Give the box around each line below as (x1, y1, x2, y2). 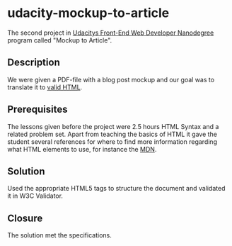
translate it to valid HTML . (7, 83, 83, 91)
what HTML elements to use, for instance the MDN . (7, 145, 157, 153)
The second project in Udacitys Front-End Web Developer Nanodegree (7, 28, 214, 37)
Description (7, 57, 60, 69)
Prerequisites (7, 104, 68, 116)
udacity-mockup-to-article (7, 5, 170, 21)
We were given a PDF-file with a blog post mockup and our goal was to (7, 75, 214, 84)
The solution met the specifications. (7, 231, 112, 240)
